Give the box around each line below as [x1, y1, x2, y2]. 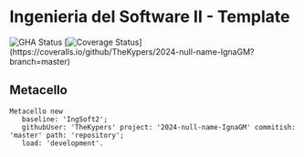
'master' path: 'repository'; [9, 131, 125, 140]
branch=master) [9, 56, 71, 67]
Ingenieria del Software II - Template [9, 6, 290, 27]
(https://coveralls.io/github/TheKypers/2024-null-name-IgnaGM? [9, 46, 255, 57]
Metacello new [9, 107, 64, 116]
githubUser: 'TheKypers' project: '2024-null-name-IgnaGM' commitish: [21, 122, 297, 131]
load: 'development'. [21, 139, 104, 148]
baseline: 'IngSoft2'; [21, 114, 108, 124]
